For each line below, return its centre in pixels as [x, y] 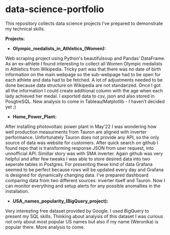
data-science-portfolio [55, 9]
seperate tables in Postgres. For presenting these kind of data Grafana [79, 164]
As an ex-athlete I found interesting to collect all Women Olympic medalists [84, 63]
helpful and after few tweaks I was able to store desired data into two [78, 159]
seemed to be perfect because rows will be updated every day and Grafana [84, 170]
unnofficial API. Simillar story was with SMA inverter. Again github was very [84, 153]
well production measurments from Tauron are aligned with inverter [76, 132]
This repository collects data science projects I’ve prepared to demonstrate [84, 23]
